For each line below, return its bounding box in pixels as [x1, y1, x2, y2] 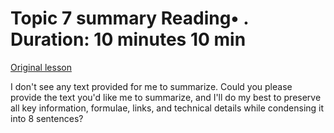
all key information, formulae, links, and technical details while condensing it [10, 102, 325, 114]
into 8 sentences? [10, 112, 84, 124]
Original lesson [10, 61, 72, 73]
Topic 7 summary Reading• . [10, 7, 249, 30]
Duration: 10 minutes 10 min [10, 28, 247, 51]
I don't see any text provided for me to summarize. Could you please [10, 80, 293, 92]
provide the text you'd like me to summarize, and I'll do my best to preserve [10, 91, 322, 103]
